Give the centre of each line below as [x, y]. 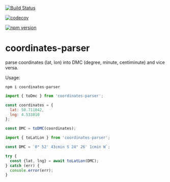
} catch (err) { [22, 166]
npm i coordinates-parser [33, 87]
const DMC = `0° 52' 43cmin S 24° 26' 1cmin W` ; [58, 147]
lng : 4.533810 [25, 115]
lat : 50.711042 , [27, 110]
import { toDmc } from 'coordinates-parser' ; [54, 96]
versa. [12, 68]
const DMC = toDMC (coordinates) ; [41, 128]
